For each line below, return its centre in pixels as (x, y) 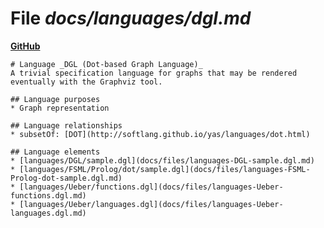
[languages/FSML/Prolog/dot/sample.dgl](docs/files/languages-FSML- (165, 169)
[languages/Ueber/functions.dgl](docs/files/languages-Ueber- (151, 187)
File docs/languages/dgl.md (131, 18)
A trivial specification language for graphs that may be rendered (154, 73)
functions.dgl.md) (48, 195)
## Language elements (55, 152)
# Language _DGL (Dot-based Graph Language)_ (106, 64)
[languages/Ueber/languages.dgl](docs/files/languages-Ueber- (151, 204)
